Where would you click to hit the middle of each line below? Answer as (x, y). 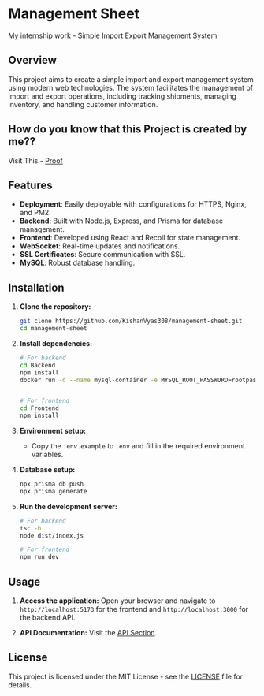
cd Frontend (39, 408)
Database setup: (47, 470)
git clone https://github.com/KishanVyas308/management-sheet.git (131, 321)
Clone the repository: (55, 307)
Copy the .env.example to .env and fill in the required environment (138, 446)
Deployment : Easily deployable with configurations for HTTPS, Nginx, (133, 204)
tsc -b (30, 528)
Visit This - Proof (35, 160)
